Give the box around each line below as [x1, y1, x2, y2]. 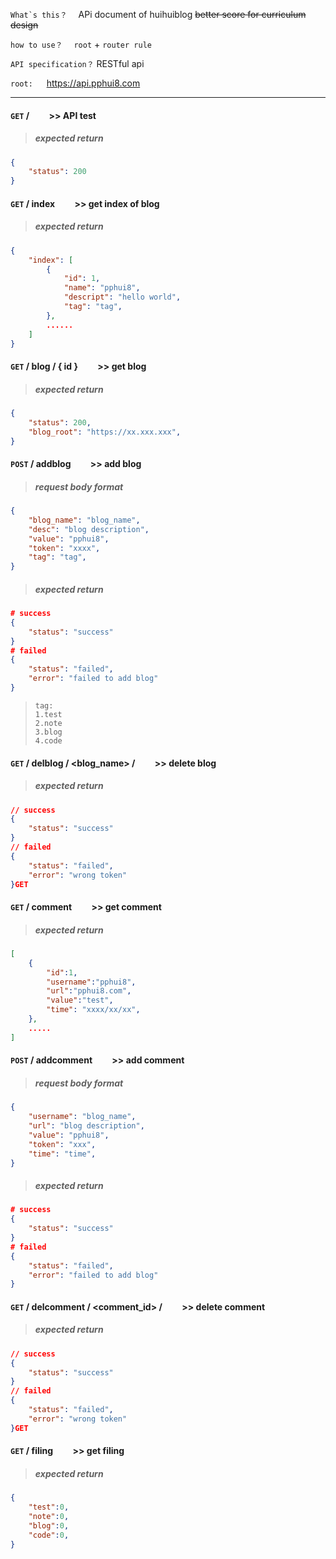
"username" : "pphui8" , [46, 977, 137, 987]
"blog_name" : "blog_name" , [28, 515, 141, 525]
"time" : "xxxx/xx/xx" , [46, 1005, 141, 1015]
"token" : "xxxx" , [28, 543, 101, 553]
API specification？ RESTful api [10, 58, 145, 69]
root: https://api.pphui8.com [10, 77, 141, 89]
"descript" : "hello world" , [63, 292, 182, 303]
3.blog [34, 727, 63, 737]
